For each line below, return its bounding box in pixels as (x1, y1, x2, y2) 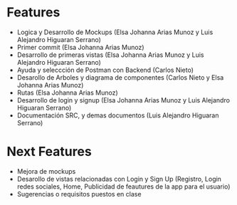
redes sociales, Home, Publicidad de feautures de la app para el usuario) (16, 182, 231, 191)
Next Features (6, 144, 92, 160)
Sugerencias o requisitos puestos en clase (16, 189, 142, 198)
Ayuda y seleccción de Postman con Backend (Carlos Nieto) (16, 65, 194, 74)
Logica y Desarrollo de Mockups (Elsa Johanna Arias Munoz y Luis (16, 28, 214, 36)
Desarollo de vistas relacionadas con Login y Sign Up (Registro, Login (16, 174, 222, 183)
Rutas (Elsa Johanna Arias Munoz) (16, 88, 118, 97)
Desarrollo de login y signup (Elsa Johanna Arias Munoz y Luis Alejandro (16, 95, 231, 104)
